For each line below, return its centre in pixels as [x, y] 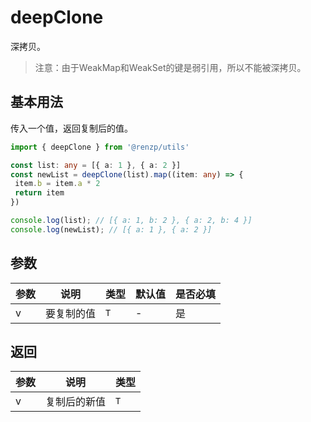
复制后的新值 [76, 402]
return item [39, 193]
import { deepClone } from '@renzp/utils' [100, 147]
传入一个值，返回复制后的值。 [71, 128]
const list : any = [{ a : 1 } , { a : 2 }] [96, 165]
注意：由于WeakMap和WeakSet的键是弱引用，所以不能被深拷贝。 [170, 67]
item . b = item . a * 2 [57, 184]
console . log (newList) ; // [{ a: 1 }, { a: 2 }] [111, 229]
